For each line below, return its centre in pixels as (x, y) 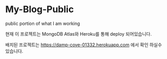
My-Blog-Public (40, 9)
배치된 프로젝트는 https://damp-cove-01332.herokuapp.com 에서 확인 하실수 (84, 45)
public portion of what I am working (43, 23)
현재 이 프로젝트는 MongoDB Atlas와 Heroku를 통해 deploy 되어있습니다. (79, 34)
